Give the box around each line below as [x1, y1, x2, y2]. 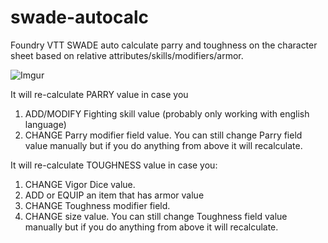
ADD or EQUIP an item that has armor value [24, 189, 205, 201]
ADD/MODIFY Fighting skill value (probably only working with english [24, 107, 310, 120]
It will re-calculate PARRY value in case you [10, 88, 189, 100]
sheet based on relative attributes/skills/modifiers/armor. [10, 49, 244, 61]
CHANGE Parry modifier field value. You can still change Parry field [24, 129, 303, 141]
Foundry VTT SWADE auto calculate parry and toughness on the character [10, 39, 318, 51]
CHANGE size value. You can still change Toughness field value [24, 210, 288, 222]
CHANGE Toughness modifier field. [24, 199, 171, 211]
